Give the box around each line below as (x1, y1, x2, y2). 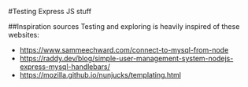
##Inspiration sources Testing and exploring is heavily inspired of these (8, 22, 240, 31)
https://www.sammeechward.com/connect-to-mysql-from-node (19, 45, 229, 54)
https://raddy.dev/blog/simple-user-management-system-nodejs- (19, 54, 234, 63)
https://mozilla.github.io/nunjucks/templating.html (19, 71, 181, 79)
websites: (8, 31, 39, 39)
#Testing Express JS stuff (8, 7, 92, 16)
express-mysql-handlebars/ (19, 62, 110, 71)
